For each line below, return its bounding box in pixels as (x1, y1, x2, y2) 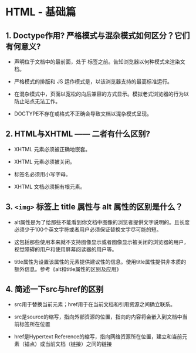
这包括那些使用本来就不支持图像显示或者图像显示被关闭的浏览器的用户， (13, 238, 189, 245)
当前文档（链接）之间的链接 (45, 341, 112, 348)
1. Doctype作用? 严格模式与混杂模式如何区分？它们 (5, 30, 190, 40)
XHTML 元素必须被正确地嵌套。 (13, 145, 91, 152)
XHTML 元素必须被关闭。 (13, 158, 76, 165)
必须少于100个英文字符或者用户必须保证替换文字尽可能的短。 (13, 226, 162, 233)
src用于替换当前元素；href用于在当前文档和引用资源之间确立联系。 (13, 301, 175, 308)
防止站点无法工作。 (13, 98, 61, 104)
